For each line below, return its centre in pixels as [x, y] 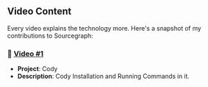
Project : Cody [37, 69]
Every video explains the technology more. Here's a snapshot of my [104, 28]
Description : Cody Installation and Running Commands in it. [103, 77]
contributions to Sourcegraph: [50, 35]
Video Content [39, 11]
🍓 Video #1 [25, 54]
